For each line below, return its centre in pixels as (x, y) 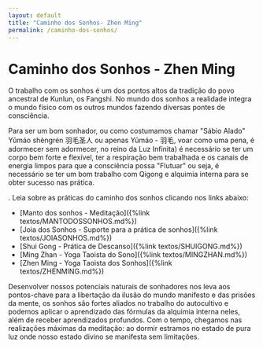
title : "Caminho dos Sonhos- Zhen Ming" (76, 23)
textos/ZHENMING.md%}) (62, 271)
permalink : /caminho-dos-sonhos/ (63, 30)
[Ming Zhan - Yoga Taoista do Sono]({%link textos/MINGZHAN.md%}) (133, 255)
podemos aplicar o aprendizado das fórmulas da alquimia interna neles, (124, 312)
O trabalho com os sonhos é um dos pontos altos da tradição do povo (121, 90)
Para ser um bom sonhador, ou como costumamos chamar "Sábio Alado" (127, 131)
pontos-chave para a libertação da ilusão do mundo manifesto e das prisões (132, 295)
